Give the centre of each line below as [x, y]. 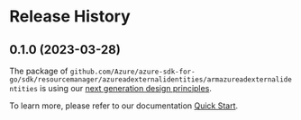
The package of [39, 71]
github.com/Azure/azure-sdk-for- [132, 72]
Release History [70, 17]
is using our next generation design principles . [126, 88]
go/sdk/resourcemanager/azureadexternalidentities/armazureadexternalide [151, 80]
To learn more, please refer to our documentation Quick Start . [124, 106]
